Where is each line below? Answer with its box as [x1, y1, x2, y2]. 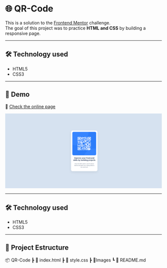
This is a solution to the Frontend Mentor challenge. [5, 19, 111, 25]
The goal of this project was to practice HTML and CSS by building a [5, 25, 146, 31]
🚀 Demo [5, 90, 30, 99]
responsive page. [5, 30, 41, 36]
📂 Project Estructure [5, 244, 69, 252]
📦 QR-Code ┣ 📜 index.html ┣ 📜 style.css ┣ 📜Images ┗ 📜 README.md [5, 257, 146, 263]
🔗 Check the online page [5, 103, 56, 110]
